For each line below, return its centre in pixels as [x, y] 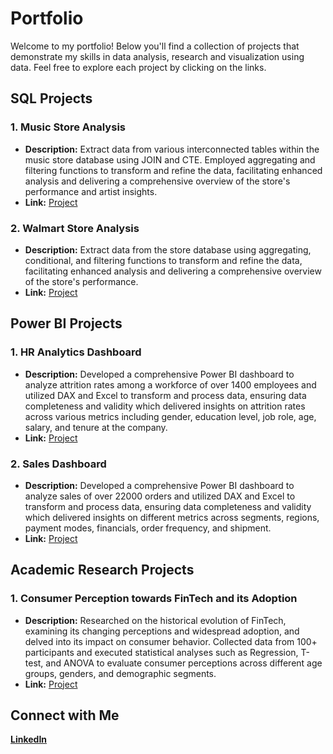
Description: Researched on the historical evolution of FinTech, [155, 620]
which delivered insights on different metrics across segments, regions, [172, 517]
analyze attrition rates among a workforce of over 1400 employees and [170, 384]
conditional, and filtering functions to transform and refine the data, [163, 260]
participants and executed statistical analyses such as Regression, [161, 652]
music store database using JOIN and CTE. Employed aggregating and [170, 159]
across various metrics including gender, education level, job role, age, [170, 416]
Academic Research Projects [102, 570]
